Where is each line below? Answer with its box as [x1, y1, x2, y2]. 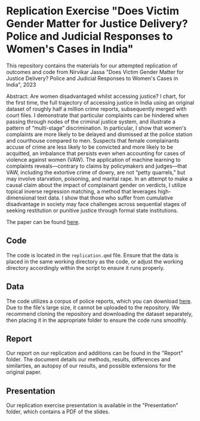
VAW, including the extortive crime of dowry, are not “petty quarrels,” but [6, 168, 186, 176]
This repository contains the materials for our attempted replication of [6, 62, 178, 69]
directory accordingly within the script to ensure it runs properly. [6, 264, 165, 271]
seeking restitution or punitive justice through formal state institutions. [6, 207, 179, 214]
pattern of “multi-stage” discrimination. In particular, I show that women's [6, 124, 187, 131]
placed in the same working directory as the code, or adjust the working [6, 258, 183, 265]
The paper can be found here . [6, 218, 80, 225]
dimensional [6, 194, 36, 201]
